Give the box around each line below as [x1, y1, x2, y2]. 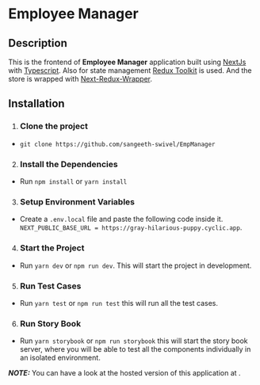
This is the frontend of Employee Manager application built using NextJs [8, 57, 247, 67]
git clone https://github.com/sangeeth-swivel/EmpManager [19, 140, 216, 148]
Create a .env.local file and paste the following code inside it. [19, 215, 224, 224]
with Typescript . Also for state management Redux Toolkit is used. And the [8, 66, 252, 75]
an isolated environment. [19, 353, 101, 363]
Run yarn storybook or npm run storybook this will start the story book [19, 336, 248, 345]
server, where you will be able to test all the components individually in [19, 345, 251, 354]
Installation [8, 97, 65, 111]
